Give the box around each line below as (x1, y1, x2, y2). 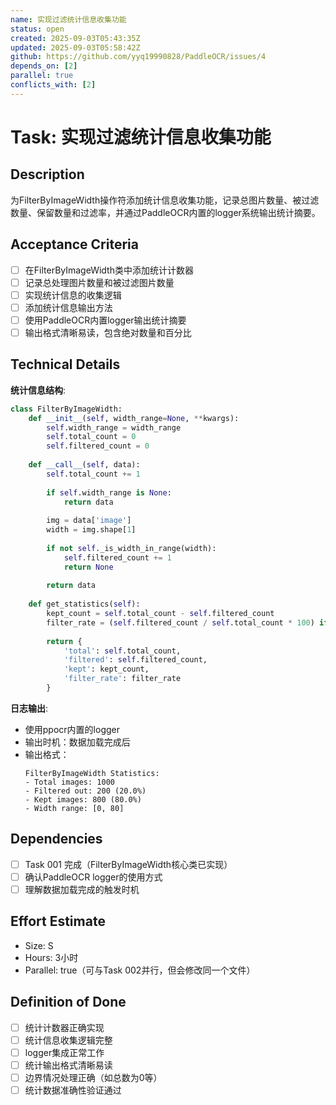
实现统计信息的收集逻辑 (24, 289, 122, 301)
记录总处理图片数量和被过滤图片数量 (24, 276, 175, 288)
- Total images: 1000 (24, 777, 115, 787)
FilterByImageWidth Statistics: (24, 768, 160, 778)
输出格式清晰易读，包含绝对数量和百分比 (24, 326, 192, 338)
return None (63, 562, 114, 572)
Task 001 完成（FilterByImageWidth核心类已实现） (24, 858, 233, 870)
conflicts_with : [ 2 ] (10, 80, 97, 90)
